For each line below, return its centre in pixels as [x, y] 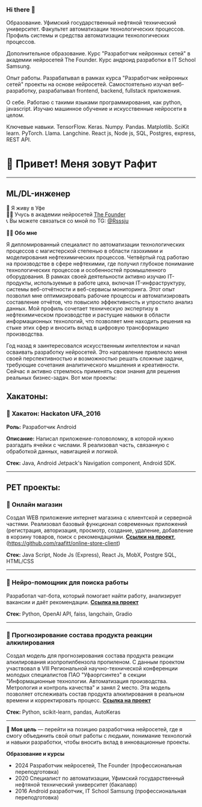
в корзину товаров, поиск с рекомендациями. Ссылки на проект [90, 537]
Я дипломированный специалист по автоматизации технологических [96, 245]
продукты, [20, 283]
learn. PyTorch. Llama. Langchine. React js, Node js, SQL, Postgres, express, [101, 133]
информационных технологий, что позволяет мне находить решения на [99, 321]
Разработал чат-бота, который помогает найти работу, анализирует [94, 596]
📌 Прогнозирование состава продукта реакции [79, 635]
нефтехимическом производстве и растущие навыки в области [88, 315]
